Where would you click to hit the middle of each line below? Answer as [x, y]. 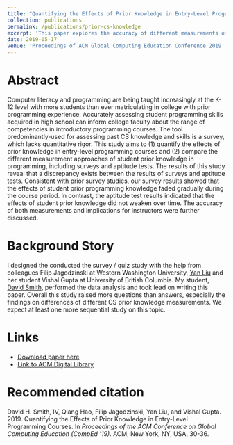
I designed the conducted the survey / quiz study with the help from [104, 265]
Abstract [33, 80]
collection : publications [44, 20]
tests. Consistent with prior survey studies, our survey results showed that [113, 181]
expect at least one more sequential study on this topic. [86, 309]
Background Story [61, 246]
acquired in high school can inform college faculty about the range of [106, 122]
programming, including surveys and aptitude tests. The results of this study [116, 166]
